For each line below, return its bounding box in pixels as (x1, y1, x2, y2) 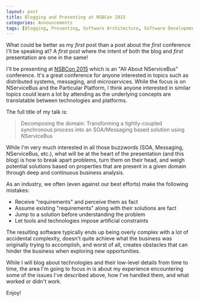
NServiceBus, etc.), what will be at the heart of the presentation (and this (6, 150, 184, 158)
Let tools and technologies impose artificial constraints (14, 217, 149, 224)
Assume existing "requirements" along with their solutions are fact (14, 205, 176, 212)
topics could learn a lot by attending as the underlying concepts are (6, 91, 171, 98)
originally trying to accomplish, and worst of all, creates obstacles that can (6, 241, 188, 249)
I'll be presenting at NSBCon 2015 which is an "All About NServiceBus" (6, 66, 179, 73)
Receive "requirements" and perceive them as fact (14, 198, 138, 205)
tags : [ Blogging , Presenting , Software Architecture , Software (6, 25, 166, 31)
